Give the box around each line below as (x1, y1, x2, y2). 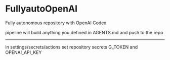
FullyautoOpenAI (5, 3, 77, 15)
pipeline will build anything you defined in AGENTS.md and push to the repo (5, 29, 163, 35)
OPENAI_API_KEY (5, 49, 42, 55)
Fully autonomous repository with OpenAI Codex (5, 20, 107, 26)
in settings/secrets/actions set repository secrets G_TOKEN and (5, 44, 138, 50)
